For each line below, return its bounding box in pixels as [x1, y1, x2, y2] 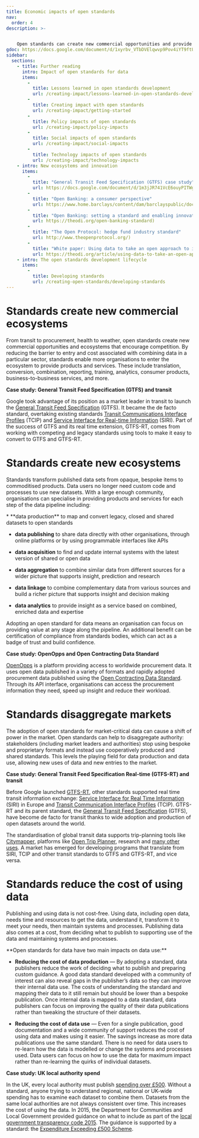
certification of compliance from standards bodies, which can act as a [6, 632, 177, 639]
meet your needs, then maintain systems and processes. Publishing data [6, 922, 184, 929]
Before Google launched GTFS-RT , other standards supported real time [6, 788, 180, 795]
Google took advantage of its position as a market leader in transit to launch [6, 398, 191, 405]
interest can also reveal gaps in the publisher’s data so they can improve [14, 977, 191, 984]
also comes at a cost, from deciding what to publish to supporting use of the [6, 928, 192, 936]
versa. [6, 856, 22, 863]
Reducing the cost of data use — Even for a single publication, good [14, 1020, 183, 1027]
